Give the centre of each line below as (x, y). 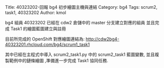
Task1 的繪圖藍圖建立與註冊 (38, 29)
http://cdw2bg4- (102, 39)
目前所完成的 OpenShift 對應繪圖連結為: (45, 39)
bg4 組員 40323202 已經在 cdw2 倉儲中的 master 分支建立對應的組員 (75, 23)
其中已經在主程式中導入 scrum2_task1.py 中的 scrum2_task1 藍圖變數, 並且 (80, 54)
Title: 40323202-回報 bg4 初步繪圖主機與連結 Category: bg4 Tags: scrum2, (81, 7)
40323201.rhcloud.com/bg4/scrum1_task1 (47, 44)
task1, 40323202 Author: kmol (35, 13)
